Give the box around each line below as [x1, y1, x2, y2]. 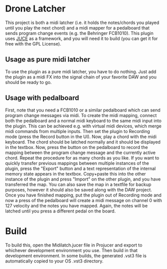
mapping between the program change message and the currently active [5, 149, 156, 155]
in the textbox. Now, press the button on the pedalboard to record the [5, 144, 148, 150]
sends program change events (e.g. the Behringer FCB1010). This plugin [5, 30, 154, 36]
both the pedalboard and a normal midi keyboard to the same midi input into [5, 117, 161, 123]
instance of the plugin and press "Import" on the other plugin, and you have [5, 176, 161, 182]
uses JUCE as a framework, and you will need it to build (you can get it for [5, 35, 158, 41]
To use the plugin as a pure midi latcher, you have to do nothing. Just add [5, 68, 156, 74]
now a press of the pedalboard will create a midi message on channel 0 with [5, 197, 162, 203]
